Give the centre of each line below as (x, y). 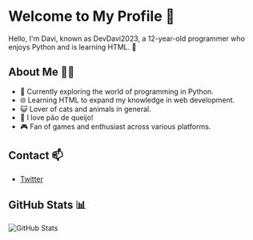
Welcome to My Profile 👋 (92, 16)
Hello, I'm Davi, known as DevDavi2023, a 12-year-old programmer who (127, 38)
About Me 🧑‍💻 (42, 72)
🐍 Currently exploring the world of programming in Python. (116, 91)
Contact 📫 (36, 156)
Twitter (32, 178)
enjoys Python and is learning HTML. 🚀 (72, 46)
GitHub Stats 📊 (47, 204)
